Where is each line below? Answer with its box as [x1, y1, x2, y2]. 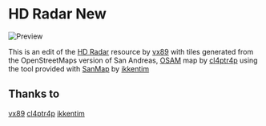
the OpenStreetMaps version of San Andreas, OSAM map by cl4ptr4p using [8, 55, 258, 65]
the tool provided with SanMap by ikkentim [8, 63, 150, 73]
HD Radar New [8, 5, 107, 23]
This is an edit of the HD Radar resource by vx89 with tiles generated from [8, 47, 254, 56]
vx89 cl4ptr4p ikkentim [8, 108, 86, 118]
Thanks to [8, 87, 60, 101]
